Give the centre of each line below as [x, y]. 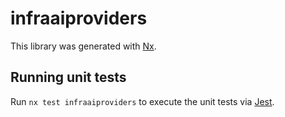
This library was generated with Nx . [83, 46]
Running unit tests [68, 77]
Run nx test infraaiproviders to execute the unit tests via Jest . [142, 101]
